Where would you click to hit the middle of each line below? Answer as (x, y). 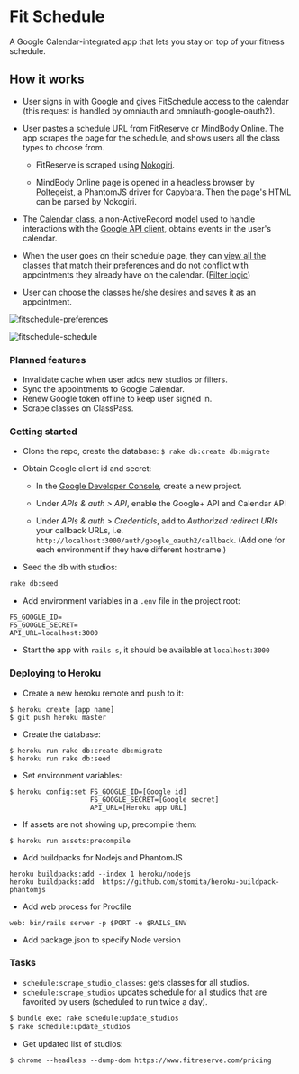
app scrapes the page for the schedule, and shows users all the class (151, 138)
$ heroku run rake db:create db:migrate (86, 751)
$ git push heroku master (58, 717)
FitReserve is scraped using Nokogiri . (105, 165)
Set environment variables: (72, 775)
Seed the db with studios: (70, 567)
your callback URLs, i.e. (80, 531)
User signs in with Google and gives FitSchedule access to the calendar (156, 101)
